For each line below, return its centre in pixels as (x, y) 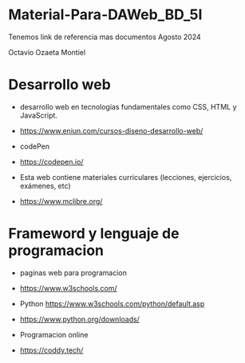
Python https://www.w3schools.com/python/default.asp (112, 303)
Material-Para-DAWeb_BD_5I (105, 15)
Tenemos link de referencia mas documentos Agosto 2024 (105, 37)
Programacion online (54, 334)
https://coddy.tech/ (51, 350)
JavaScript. (39, 115)
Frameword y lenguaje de (94, 234)
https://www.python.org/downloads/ (79, 319)
